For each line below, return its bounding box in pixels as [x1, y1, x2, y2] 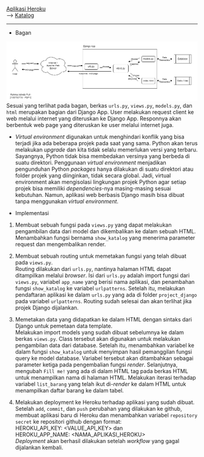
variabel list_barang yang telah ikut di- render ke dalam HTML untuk [15, 380, 186, 388]
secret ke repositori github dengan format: [15, 418, 122, 425]
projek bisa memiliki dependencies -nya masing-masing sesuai [15, 185, 171, 192]
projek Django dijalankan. [15, 304, 79, 312]
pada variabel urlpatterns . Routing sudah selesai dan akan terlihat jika [15, 298, 192, 305]
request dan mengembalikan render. [15, 241, 106, 248]
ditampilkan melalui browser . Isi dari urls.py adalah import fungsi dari [15, 272, 190, 279]
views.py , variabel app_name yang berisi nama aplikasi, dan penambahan [15, 278, 195, 286]
